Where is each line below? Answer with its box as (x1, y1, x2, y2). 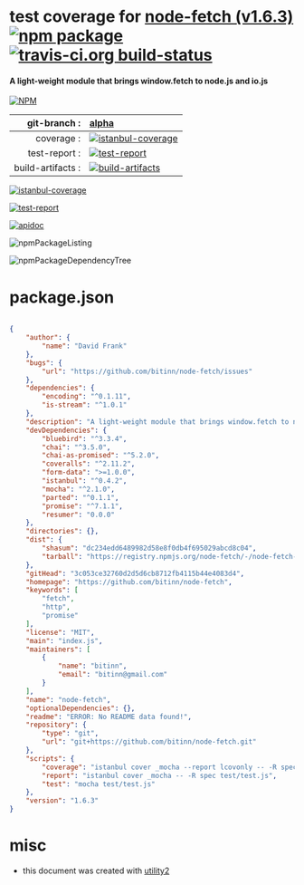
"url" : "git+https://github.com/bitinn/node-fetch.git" (42, 737, 257, 746)
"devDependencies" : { (25, 426, 107, 435)
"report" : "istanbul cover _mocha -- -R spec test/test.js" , (42, 771, 278, 780)
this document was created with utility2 (22, 865, 170, 876)
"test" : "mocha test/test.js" (42, 779, 156, 789)
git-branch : (26, 117, 81, 130)
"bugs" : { (25, 358, 63, 368)
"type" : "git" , (42, 729, 100, 738)
